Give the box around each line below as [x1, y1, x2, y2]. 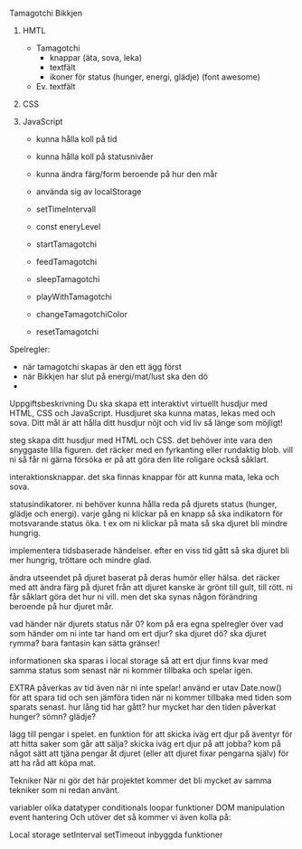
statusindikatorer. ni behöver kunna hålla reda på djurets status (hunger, [9, 499, 278, 509]
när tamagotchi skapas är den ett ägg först [22, 362, 183, 372]
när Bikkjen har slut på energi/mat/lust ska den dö [22, 371, 209, 382]
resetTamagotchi [35, 326, 99, 337]
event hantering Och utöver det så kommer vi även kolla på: [9, 812, 231, 822]
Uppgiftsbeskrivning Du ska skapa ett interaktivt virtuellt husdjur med [9, 398, 269, 409]
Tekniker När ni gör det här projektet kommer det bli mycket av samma [9, 775, 272, 786]
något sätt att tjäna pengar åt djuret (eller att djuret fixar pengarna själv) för [9, 748, 289, 759]
